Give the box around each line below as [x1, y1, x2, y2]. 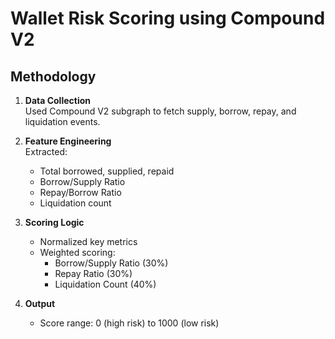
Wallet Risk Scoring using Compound [10, 7, 326, 30]
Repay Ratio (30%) [54, 268, 133, 279]
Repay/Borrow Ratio [39, 187, 122, 198]
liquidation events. [24, 116, 101, 127]
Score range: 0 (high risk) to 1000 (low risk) [39, 317, 220, 329]
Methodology [10, 68, 97, 85]
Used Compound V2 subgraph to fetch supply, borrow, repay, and [24, 105, 297, 117]
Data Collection [24, 95, 92, 106]
